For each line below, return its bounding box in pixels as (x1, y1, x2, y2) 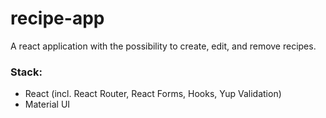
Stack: (10, 65, 43, 79)
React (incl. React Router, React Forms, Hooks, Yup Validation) (24, 88, 282, 100)
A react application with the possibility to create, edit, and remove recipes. (10, 40, 317, 52)
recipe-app (10, 7, 105, 30)
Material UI (24, 98, 71, 111)
